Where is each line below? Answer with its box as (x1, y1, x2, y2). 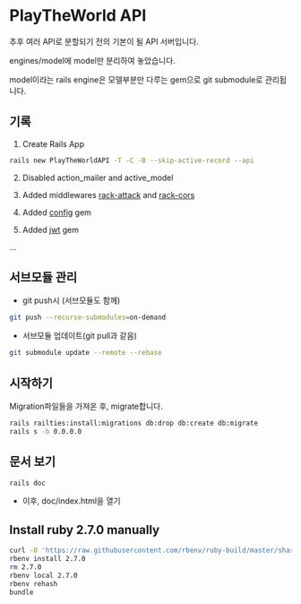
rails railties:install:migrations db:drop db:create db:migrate (9, 418, 258, 427)
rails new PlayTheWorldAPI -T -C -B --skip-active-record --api (9, 156, 254, 165)
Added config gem (21, 207, 92, 218)
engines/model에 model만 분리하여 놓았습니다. (9, 55, 176, 65)
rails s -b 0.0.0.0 (9, 427, 82, 436)
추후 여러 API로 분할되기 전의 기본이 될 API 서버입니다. (9, 36, 199, 47)
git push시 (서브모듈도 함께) (21, 295, 121, 306)
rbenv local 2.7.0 (9, 571, 78, 580)
